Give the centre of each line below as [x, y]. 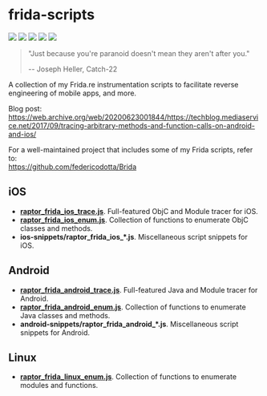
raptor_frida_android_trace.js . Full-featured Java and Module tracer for [139, 289]
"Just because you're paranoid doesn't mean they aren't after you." [139, 53]
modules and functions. [59, 386]
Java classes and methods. [65, 315]
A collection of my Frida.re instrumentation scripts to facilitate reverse [123, 84]
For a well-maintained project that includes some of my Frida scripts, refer [131, 149]
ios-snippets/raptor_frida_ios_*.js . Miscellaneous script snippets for [134, 236]
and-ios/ [22, 134]
